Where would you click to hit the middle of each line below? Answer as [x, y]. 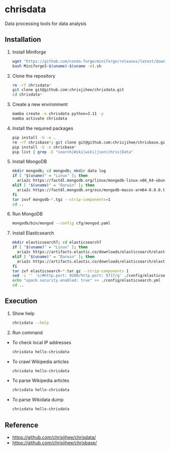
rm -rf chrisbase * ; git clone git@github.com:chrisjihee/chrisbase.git [90, 142]
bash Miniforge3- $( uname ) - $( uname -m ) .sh [57, 66]
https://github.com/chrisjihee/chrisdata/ [54, 437]
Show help [23, 313]
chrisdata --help [31, 323]
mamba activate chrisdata [39, 118]
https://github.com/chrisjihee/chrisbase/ [54, 443]
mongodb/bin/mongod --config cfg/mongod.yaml [61, 223]
